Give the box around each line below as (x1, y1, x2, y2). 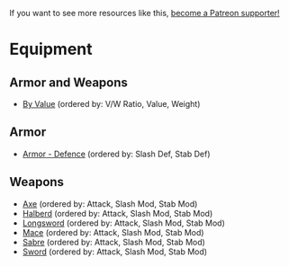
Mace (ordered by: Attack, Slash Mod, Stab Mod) (22, 226, 204, 237)
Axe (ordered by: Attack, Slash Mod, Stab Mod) (22, 198, 198, 209)
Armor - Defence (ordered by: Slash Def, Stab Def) (22, 148, 211, 159)
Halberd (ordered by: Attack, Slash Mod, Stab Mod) (22, 208, 213, 218)
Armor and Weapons (9, 75, 129, 90)
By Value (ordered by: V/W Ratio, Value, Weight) (22, 99, 201, 109)
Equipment (9, 40, 93, 59)
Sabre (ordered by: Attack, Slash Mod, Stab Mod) (22, 236, 205, 247)
